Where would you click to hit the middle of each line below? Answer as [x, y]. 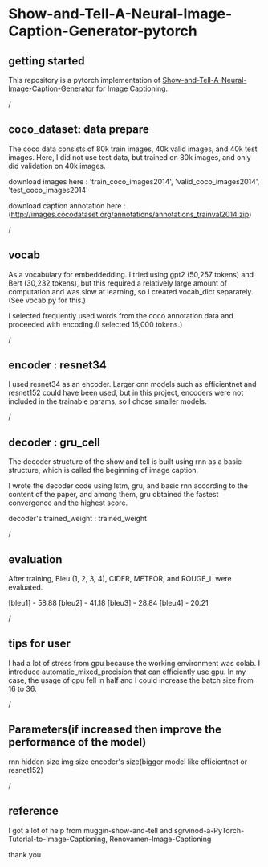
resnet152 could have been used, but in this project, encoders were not [126, 393]
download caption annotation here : [67, 205]
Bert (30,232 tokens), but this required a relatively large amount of [118, 283]
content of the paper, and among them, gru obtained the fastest [114, 495]
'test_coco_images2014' [48, 190]
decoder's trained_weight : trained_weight [77, 519]
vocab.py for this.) [56, 300]
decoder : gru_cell [54, 442]
